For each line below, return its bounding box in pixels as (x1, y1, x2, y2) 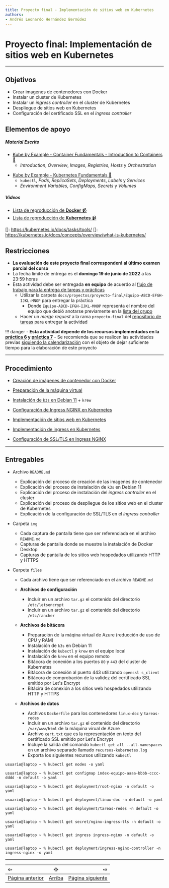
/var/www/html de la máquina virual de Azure (27, 725, 120, 731)
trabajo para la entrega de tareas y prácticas (12, 287, 105, 293)
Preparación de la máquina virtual (12, 387, 82, 393)
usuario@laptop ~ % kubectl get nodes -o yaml (5, 762, 105, 767)
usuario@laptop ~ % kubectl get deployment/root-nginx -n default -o (5, 784, 154, 789)
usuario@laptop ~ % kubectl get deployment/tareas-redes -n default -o (5, 806, 158, 811)
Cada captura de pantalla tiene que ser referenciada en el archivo (20, 530, 156, 536)
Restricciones (5, 247, 50, 255)
